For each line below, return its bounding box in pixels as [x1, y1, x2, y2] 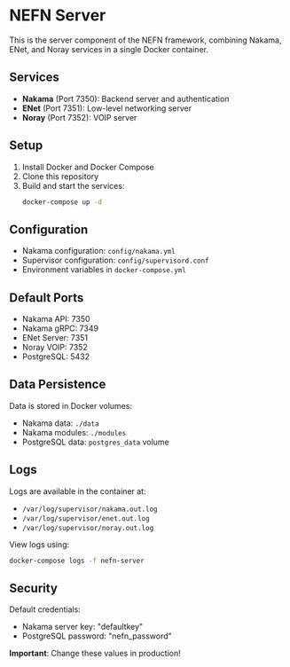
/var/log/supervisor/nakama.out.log [21, 505, 158, 514]
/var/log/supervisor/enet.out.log [21, 514, 150, 523]
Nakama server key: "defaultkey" [21, 622, 144, 632]
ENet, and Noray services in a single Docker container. [9, 43, 208, 54]
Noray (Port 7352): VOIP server [21, 112, 137, 122]
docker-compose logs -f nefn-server [9, 556, 145, 565]
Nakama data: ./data [21, 418, 99, 428]
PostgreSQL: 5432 [21, 351, 90, 362]
